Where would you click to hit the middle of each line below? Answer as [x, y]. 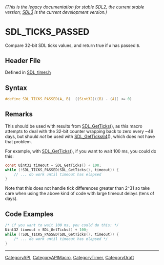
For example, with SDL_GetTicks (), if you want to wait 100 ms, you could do [81, 151]
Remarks [19, 114]
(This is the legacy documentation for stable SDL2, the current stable [75, 7]
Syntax [16, 88]
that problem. [19, 141]
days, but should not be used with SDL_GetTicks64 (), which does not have [80, 136]
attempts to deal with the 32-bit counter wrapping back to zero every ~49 [79, 131]
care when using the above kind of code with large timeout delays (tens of [80, 194]
